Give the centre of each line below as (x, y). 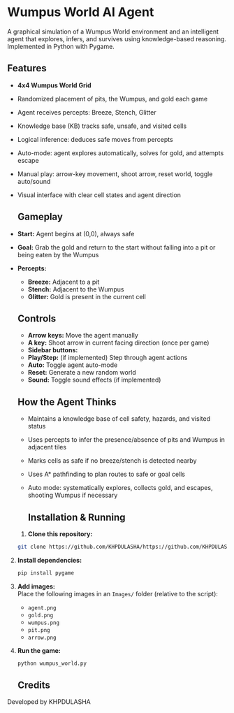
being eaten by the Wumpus (58, 254)
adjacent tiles (47, 447)
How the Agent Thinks (67, 402)
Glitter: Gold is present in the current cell (87, 296)
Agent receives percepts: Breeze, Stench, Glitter (87, 112)
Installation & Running (76, 517)
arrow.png (42, 638)
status (37, 426)
